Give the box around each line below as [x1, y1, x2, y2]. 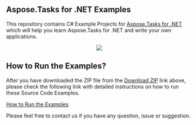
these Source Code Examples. [6, 89, 80, 96]
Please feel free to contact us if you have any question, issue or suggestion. [6, 112, 191, 119]
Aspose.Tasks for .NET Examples [6, 5, 131, 15]
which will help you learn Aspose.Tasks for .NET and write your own [6, 27, 172, 34]
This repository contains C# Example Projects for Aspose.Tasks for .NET [6, 20, 182, 27]
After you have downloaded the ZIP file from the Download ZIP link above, [6, 77, 186, 84]
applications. [6, 32, 37, 40]
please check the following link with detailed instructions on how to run [6, 83, 179, 90]
